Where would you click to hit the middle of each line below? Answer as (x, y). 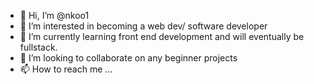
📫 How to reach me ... (66, 69)
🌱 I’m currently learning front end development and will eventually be (162, 36)
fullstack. (38, 47)
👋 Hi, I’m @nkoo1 (54, 15)
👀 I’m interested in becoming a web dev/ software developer (143, 26)
